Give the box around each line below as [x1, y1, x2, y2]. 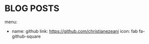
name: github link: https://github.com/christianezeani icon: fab [11, 28, 138, 34]
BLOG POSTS [4, 3, 60, 14]
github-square [11, 33, 41, 39]
